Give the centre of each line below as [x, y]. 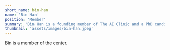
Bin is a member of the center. [36, 43]
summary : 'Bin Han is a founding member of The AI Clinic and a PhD [79, 24]
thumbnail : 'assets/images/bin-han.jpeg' [49, 29]
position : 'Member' [25, 19]
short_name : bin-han [27, 10]
